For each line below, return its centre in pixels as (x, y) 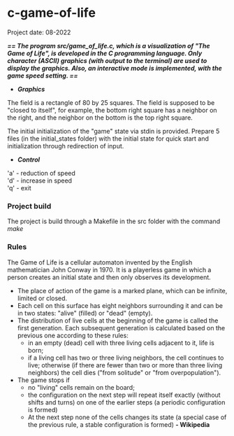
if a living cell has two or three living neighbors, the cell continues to (126, 358)
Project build (29, 206)
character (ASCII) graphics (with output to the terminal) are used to (107, 60)
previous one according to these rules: (73, 335)
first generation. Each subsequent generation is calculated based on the (121, 328)
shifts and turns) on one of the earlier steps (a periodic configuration (126, 402)
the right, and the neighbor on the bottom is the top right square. (100, 118)
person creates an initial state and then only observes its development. (109, 277)
